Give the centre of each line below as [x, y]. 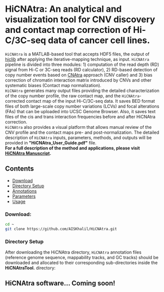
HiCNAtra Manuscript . [28, 153]
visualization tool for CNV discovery [80, 19]
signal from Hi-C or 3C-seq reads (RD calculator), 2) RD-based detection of [81, 69]
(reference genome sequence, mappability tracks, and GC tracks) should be [82, 258]
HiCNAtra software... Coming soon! [60, 283]
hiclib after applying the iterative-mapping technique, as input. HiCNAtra [77, 59]
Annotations [24, 191]
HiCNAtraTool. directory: [30, 268]
